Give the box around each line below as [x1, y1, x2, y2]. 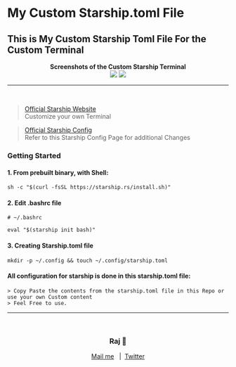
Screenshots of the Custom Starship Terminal [50, 63, 186, 71]
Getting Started [7, 150, 61, 160]
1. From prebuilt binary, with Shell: [7, 168, 109, 176]
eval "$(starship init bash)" [7, 226, 96, 233]
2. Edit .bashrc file [7, 198, 62, 207]
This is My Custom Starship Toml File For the [7, 33, 206, 45]
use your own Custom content [7, 293, 93, 300]
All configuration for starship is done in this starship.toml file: [7, 272, 191, 281]
